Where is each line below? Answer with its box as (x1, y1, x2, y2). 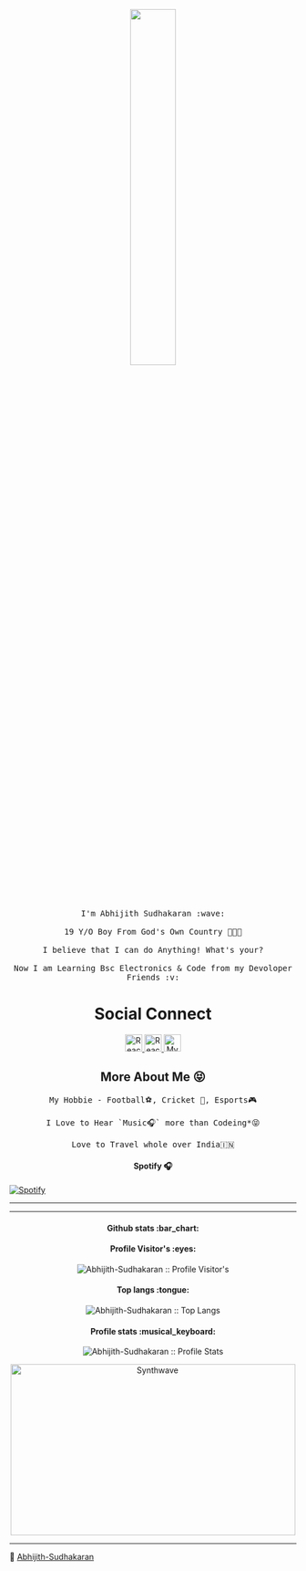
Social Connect (94, 1004, 212, 1024)
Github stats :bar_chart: (107, 1222, 199, 1233)
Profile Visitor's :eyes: (109, 1243, 197, 1254)
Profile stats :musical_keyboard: (90, 1325, 216, 1336)
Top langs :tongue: (117, 1284, 189, 1295)
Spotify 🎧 (133, 1160, 173, 1172)
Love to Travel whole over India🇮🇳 (71, 1139, 235, 1149)
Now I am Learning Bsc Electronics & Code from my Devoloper (13, 963, 293, 973)
